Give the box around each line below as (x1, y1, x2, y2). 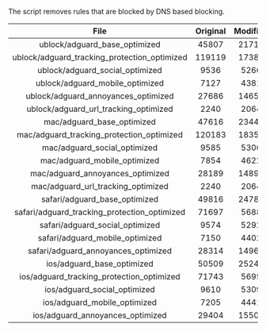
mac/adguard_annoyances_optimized (30, 168, 170, 179)
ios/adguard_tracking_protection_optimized (19, 271, 180, 282)
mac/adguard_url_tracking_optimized (31, 181, 169, 191)
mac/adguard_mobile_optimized (40, 155, 160, 166)
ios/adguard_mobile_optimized (42, 297, 157, 308)
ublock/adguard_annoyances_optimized (25, 90, 174, 102)
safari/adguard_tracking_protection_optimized (14, 206, 186, 217)
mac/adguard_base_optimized (43, 117, 157, 127)
